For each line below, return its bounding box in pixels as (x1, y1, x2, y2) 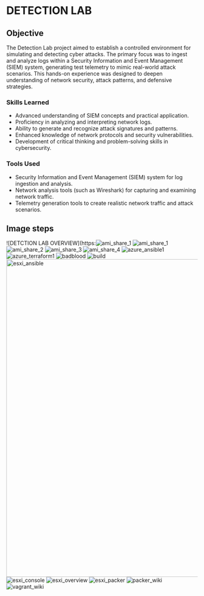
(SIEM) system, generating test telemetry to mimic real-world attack (6, 63, 176, 71)
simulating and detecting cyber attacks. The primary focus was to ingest (6, 51, 188, 58)
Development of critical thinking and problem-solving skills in (15, 138, 169, 145)
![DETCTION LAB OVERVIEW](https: (6, 239, 96, 247)
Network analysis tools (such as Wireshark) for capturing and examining (15, 186, 196, 194)
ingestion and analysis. (15, 180, 73, 187)
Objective (6, 28, 44, 38)
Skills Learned (6, 98, 50, 107)
